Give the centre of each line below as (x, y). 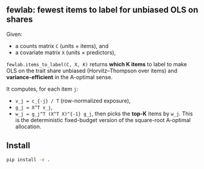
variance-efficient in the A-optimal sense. (59, 77)
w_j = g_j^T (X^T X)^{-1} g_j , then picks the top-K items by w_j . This (104, 113)
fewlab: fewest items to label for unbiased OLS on (102, 10)
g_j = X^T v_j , (34, 107)
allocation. (28, 126)
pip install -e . (28, 160)
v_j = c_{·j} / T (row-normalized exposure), (73, 100)
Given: (14, 34)
